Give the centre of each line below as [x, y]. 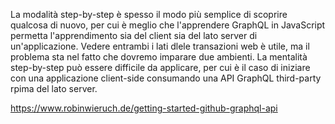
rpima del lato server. [54, 88]
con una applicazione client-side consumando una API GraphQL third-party [166, 78]
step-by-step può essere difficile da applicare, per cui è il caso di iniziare [160, 67]
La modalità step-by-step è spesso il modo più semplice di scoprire [149, 14]
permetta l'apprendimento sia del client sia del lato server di [134, 35]
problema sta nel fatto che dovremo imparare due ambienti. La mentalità [159, 57]
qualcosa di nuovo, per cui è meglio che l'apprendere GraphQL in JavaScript [168, 25]
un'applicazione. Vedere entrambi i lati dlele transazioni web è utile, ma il [160, 46]
